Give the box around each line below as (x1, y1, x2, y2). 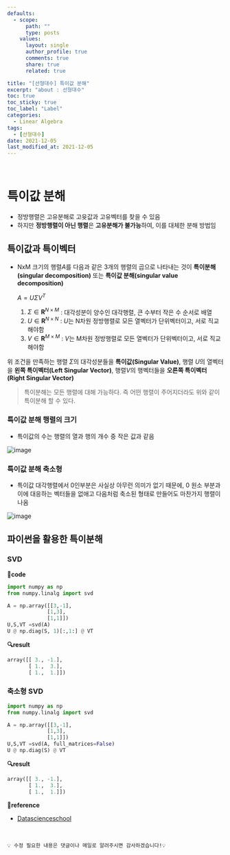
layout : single (25, 42, 69, 49)
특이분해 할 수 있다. (23, 396, 76, 405)
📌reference (7, 801, 40, 809)
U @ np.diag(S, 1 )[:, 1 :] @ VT (7, 628, 94, 635)
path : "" (25, 23, 51, 30)
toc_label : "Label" (7, 106, 63, 113)
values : (19, 36, 41, 43)
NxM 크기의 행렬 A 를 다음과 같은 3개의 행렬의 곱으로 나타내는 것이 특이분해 (16, 262, 216, 271)
